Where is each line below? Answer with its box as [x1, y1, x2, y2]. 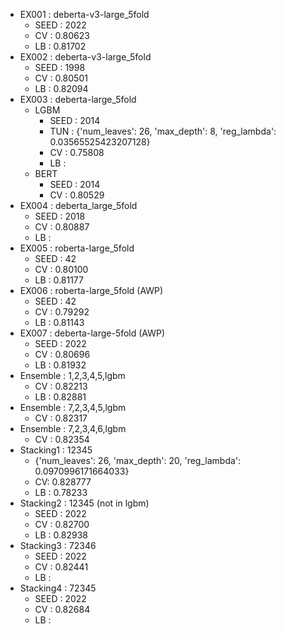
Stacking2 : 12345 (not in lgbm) [19, 497, 150, 509]
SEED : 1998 [34, 62, 86, 73]
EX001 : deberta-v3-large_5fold [19, 9, 150, 20]
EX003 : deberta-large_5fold [19, 94, 137, 105]
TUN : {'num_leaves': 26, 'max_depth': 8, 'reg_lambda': [49, 125, 277, 137]
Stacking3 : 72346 [19, 540, 97, 551]
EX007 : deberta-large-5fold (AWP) [19, 327, 166, 339]
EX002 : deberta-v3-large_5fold [19, 51, 152, 63]
